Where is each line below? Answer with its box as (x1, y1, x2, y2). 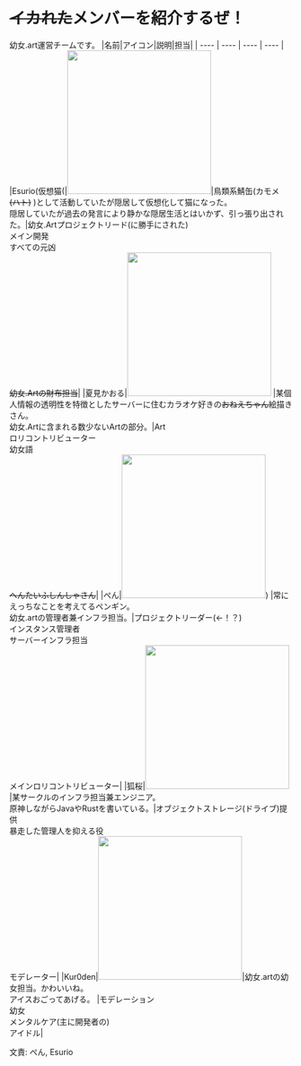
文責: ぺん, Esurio (9, 1046, 74, 1057)
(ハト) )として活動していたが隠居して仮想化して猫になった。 (9, 197, 233, 207)
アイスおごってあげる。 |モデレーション (9, 993, 155, 1004)
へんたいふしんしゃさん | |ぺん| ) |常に (9, 589, 289, 600)
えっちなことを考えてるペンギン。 (9, 601, 135, 612)
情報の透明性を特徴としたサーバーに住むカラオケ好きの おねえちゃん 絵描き (16, 399, 293, 410)
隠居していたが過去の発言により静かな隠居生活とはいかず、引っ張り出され (9, 207, 285, 218)
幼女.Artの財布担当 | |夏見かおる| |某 (9, 387, 285, 398)
